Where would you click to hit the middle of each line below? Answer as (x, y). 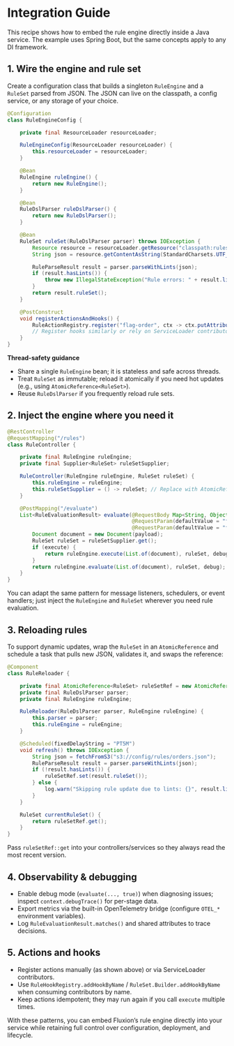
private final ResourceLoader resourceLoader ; (88, 133)
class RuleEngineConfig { (45, 120)
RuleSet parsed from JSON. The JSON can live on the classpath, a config (112, 93)
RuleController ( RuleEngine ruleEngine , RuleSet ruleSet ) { (107, 476)
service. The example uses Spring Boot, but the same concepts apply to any (117, 39)
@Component (23, 667)
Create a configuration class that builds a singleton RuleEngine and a (106, 86)
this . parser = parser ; (65, 718)
